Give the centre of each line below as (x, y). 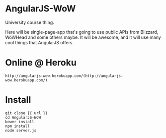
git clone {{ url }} (27, 113)
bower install (20, 122)
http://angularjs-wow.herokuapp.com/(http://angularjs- (64, 76)
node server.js (21, 130)
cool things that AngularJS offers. (39, 42)
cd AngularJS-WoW (23, 117)
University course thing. (30, 22)
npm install (17, 126)
